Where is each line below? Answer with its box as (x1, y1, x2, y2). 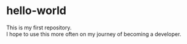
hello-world (6, 4, 67, 18)
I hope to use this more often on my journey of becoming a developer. (6, 30, 182, 37)
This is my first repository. (6, 24, 72, 31)
